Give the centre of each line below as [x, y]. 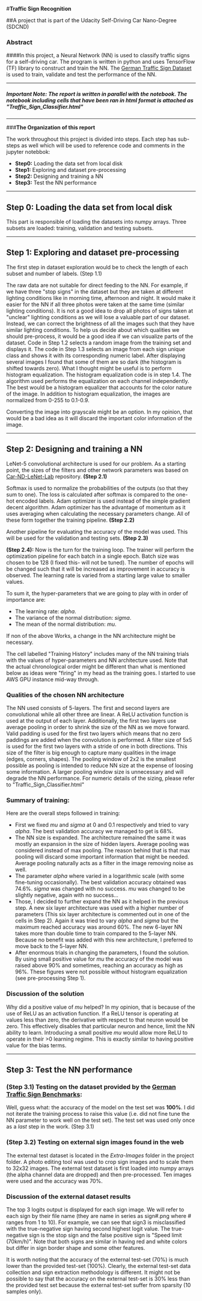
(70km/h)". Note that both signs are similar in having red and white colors [97, 1241]
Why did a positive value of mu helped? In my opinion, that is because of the [101, 1007]
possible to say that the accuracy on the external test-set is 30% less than [98, 1278]
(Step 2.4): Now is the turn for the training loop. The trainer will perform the [100, 549]
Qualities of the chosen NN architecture [65, 695]
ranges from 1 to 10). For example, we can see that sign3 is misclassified [96, 1222]
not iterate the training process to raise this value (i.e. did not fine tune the [98, 1114]
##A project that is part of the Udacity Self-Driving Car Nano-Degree [92, 20]
